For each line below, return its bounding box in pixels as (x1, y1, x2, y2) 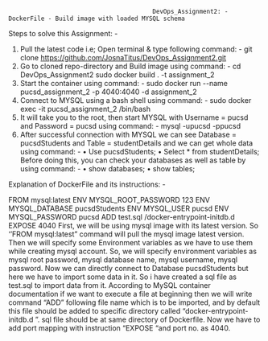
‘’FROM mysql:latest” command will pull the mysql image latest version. (8, 229, 245, 239)
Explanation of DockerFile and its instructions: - (8, 179, 167, 189)
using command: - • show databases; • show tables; (19, 164, 196, 173)
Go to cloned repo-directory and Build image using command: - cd (19, 61, 241, 71)
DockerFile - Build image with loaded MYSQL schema (8, 14, 185, 23)
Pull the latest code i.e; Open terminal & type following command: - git (19, 44, 253, 54)
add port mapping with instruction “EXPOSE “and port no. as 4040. (8, 323, 231, 333)
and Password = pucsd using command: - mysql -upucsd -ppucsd (19, 121, 241, 130)
